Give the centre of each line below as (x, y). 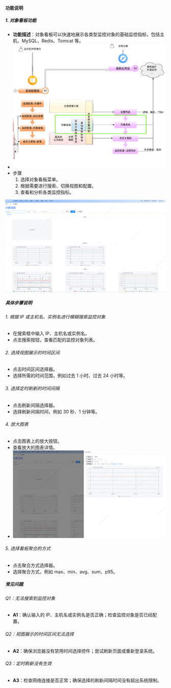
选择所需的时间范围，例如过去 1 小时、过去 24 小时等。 (70, 376)
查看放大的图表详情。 (35, 447)
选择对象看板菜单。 (40, 179)
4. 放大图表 (17, 424)
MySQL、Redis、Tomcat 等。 (53, 40)
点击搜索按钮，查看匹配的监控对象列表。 (55, 340)
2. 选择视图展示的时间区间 (33, 352)
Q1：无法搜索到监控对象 (30, 598)
